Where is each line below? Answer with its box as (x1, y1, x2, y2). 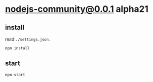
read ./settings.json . (5, 36, 50, 42)
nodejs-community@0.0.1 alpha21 (5, 3, 149, 15)
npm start (5, 72, 26, 77)
